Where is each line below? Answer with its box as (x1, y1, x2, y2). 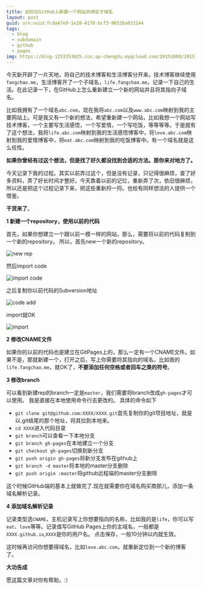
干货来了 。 (6, 205, 33, 212)
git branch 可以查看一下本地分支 (14, 431, 95, 439)
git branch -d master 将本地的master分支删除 (14, 461, 129, 469)
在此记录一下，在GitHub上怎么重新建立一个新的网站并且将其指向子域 (16, 85, 187, 93)
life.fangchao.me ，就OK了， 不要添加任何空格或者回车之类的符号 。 (6, 363, 173, 371)
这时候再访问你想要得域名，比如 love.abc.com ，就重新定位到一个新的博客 (6, 543, 186, 550)
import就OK (6, 311, 35, 318)
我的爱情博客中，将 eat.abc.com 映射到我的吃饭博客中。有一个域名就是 (16, 136, 189, 143)
